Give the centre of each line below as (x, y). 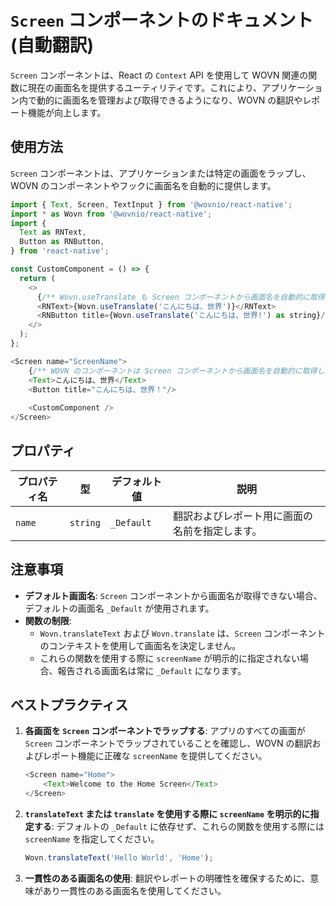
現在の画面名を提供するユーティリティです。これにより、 (145, 87)
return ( (37, 278)
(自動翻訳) (52, 45)
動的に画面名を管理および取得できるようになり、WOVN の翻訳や (169, 100)
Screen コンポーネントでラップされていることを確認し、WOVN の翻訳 (168, 743)
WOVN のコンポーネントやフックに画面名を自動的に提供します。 (143, 185)
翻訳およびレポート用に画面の (243, 516)
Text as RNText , (53, 232)
